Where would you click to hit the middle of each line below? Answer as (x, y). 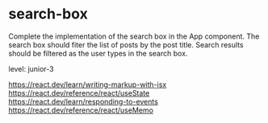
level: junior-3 (31, 68)
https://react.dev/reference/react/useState (79, 92)
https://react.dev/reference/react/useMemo (81, 110)
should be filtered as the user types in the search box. (98, 53)
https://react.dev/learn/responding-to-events (84, 101)
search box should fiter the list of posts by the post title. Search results (126, 44)
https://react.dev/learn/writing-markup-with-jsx (88, 84)
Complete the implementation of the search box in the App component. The (134, 36)
